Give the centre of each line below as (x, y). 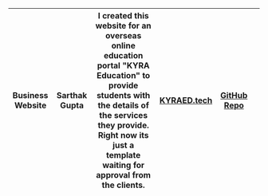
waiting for (124, 165)
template (124, 155)
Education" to (124, 75)
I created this (123, 16)
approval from (124, 175)
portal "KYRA (123, 65)
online (123, 45)
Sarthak (72, 95)
